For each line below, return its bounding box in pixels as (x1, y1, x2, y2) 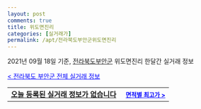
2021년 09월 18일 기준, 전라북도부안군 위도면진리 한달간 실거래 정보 (7, 57, 195, 66)
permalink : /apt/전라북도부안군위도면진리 (7, 37, 117, 44)
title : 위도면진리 (7, 23, 54, 30)
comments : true (7, 17, 52, 24)
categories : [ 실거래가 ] (7, 30, 72, 38)
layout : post (7, 10, 46, 18)
